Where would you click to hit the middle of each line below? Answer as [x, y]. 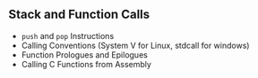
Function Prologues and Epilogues [85, 55]
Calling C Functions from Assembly [86, 64]
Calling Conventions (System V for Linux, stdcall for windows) [135, 45]
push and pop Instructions [68, 35]
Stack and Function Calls [79, 15]
